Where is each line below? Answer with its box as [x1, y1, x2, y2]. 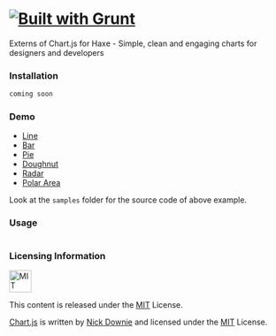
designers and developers [9, 47, 104, 57]
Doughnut [21, 159, 59, 170]
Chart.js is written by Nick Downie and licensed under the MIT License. [9, 317, 268, 327]
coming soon [9, 89, 53, 99]
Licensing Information [9, 249, 106, 262]
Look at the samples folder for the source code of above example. [9, 195, 248, 205]
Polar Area [21, 178, 61, 188]
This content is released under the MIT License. [9, 300, 183, 309]
